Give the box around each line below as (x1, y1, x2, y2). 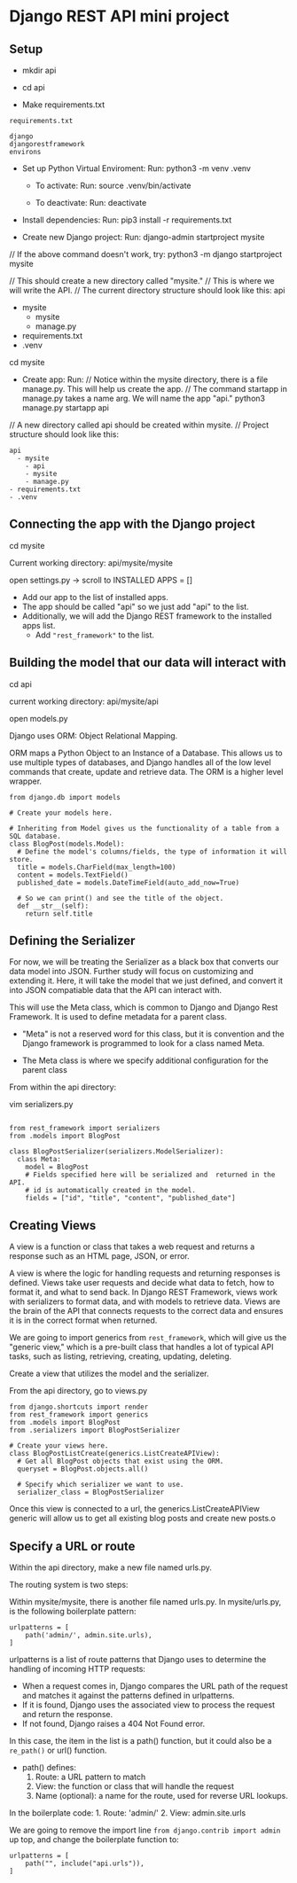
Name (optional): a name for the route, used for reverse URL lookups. (35, 1791, 288, 1801)
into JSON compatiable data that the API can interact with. (9, 985, 222, 996)
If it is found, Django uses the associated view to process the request (21, 1699, 275, 1710)
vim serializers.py (9, 1099, 74, 1110)
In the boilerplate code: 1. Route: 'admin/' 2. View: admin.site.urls (9, 1808, 246, 1818)
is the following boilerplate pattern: (9, 1606, 137, 1617)
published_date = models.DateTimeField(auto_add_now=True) (17, 878, 240, 887)
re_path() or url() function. (9, 1745, 107, 1756)
